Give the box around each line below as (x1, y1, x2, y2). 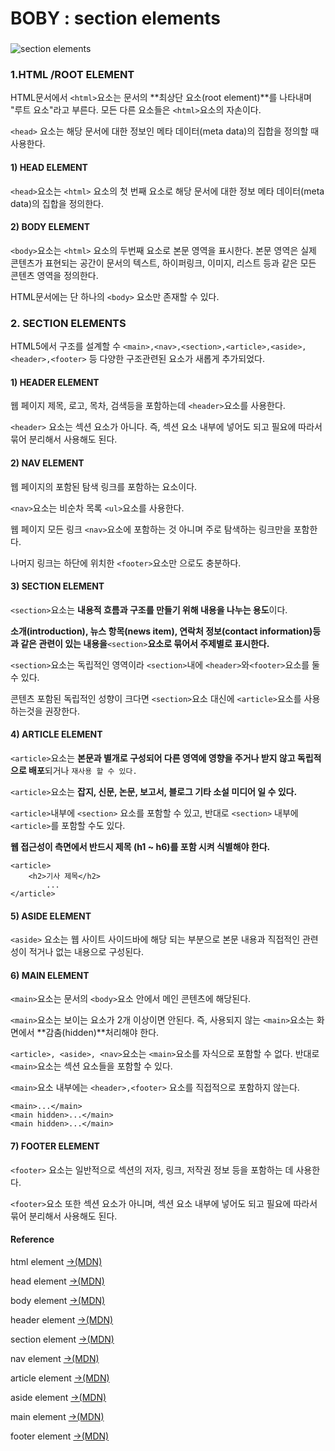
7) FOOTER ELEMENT (10, 1140, 100, 1152)
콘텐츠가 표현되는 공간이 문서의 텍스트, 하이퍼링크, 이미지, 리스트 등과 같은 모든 (10, 257, 317, 269)
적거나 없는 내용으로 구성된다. (28, 946, 144, 958)
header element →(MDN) (10, 1313, 114, 1326)
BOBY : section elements (10, 7, 221, 30)
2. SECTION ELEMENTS (10, 316, 127, 330)
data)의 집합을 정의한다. (10, 197, 104, 209)
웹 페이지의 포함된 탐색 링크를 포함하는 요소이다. (10, 480, 198, 492)
